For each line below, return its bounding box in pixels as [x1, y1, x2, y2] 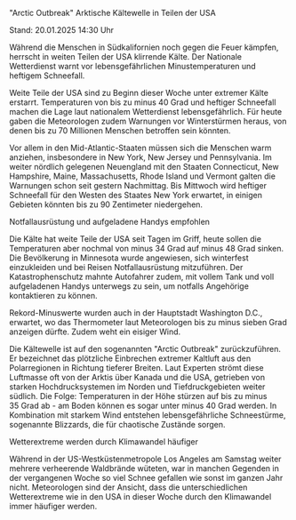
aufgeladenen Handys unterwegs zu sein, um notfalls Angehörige [9, 281, 249, 292]
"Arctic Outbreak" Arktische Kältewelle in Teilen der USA [9, 8, 216, 18]
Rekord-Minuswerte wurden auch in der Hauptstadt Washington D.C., [9, 308, 263, 318]
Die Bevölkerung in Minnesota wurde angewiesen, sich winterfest [9, 252, 249, 263]
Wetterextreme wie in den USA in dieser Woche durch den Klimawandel [9, 492, 272, 501]
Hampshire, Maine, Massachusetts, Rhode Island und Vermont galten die [9, 171, 276, 181]
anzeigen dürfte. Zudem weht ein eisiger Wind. [9, 326, 181, 337]
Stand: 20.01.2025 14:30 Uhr [9, 25, 114, 35]
